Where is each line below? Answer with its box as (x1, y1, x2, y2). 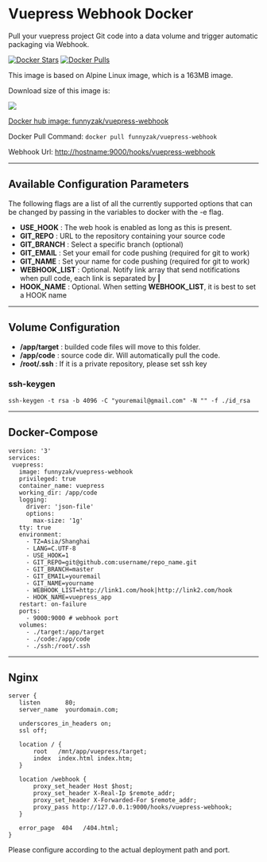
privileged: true (18, 474, 77, 482)
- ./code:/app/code (25, 634, 91, 643)
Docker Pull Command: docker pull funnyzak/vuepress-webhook (8, 131, 217, 141)
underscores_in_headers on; (18, 720, 112, 728)
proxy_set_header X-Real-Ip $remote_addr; (33, 790, 176, 798)
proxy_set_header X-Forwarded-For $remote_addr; (33, 797, 197, 805)
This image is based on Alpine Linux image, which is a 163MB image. (8, 70, 234, 80)
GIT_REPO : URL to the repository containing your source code (19, 231, 226, 240)
